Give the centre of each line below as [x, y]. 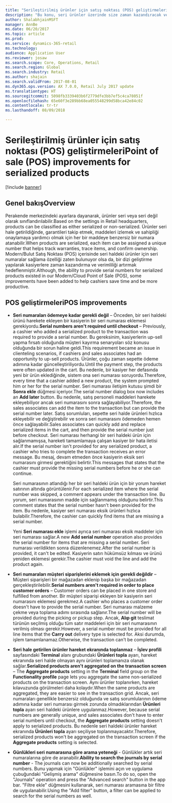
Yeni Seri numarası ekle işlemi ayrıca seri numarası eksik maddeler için [88, 531]
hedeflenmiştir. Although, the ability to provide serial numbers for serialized [84, 270]
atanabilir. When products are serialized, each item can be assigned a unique [86, 243]
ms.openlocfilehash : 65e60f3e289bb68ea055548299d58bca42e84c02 [74, 101]
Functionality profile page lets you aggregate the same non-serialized [87, 677]
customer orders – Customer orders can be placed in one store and [84, 590]
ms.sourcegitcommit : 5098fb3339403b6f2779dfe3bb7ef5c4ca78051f [74, 96]
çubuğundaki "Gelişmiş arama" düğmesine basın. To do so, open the [84, 774]
